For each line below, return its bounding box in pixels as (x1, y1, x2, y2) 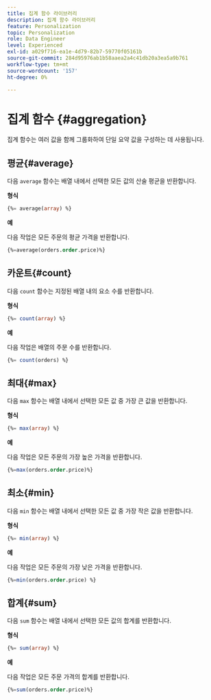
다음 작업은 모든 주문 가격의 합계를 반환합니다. (7, 673, 130, 681)
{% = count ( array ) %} (7, 315, 66, 322)
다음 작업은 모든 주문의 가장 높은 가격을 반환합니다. (7, 453, 142, 461)
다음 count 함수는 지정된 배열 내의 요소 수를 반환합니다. (7, 287, 154, 295)
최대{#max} (7, 377, 57, 389)
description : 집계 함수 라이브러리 (7, 16, 96, 23)
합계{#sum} (7, 597, 57, 609)
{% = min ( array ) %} (7, 535, 60, 542)
